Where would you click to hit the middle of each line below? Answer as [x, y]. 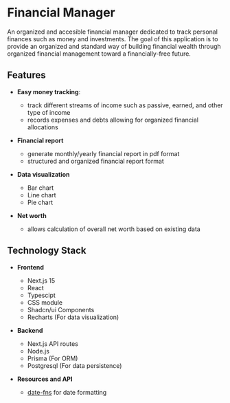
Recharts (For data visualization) [73, 317]
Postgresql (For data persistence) [74, 365]
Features [26, 75]
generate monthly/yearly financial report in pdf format [103, 153]
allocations [43, 127]
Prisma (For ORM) [53, 358]
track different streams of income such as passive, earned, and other [125, 105]
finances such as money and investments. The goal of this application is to [113, 39]
